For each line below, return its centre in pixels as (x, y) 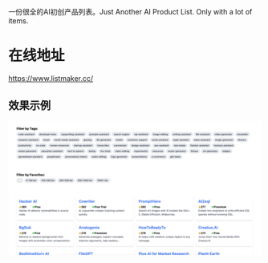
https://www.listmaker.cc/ (51, 78)
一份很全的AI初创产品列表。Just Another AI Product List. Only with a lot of (130, 12)
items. (18, 21)
